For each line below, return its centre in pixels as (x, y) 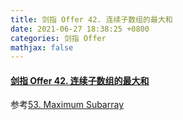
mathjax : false (42, 47)
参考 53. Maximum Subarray (67, 105)
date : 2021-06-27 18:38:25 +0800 (80, 29)
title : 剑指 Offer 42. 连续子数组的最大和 (91, 19)
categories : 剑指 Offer (58, 38)
